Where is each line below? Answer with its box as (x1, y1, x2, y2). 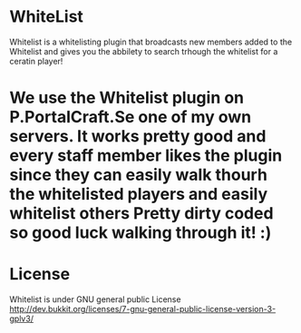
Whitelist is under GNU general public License (9, 294, 181, 305)
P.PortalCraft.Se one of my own (9, 107, 252, 128)
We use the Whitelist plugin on (9, 88, 245, 108)
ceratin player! (9, 55, 63, 66)
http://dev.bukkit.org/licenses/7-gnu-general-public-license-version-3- (9, 304, 277, 315)
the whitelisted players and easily (9, 184, 268, 205)
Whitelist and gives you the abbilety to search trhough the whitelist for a (9, 45, 278, 56)
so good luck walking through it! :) (9, 222, 272, 243)
